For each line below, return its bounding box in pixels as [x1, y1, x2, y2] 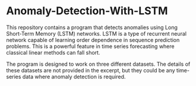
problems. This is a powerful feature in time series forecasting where [6, 43, 175, 50]
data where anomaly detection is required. [22, 73, 126, 80]
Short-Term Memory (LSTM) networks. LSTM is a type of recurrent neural [6, 30, 187, 37]
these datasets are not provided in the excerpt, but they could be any [6, 66, 175, 74]
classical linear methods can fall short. [6, 49, 100, 56]
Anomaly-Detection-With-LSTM [6, 4, 168, 18]
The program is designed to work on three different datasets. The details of [6, 60, 191, 68]
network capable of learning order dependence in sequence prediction [6, 36, 180, 43]
